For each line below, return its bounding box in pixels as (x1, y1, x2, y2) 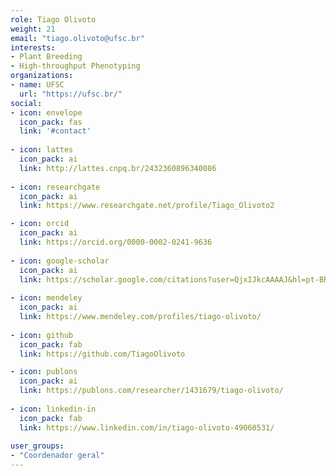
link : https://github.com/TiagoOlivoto (19, 349, 186, 359)
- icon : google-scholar (10, 256, 110, 266)
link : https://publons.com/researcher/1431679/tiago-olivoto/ (19, 386, 284, 396)
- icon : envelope (10, 107, 83, 118)
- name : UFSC (10, 80, 65, 90)
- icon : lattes (10, 145, 74, 155)
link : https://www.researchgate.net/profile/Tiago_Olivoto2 (19, 201, 275, 211)
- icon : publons (10, 367, 78, 377)
